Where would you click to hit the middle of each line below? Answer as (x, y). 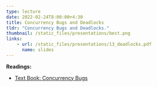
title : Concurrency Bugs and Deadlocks (55, 22)
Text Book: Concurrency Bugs (51, 78)
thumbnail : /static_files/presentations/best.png (68, 34)
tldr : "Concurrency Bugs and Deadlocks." (58, 28)
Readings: (19, 66)
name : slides (38, 50)
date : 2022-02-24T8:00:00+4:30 (45, 17)
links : (14, 39)
